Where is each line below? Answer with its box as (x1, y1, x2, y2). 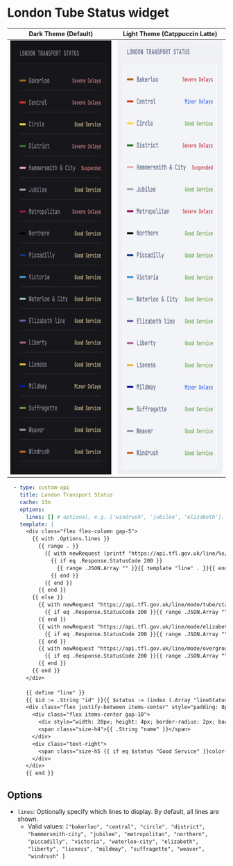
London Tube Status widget (7, 5, 169, 21)
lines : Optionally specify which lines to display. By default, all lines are (17, 808, 220, 815)
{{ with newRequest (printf (44, 550, 126, 557)
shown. (17, 815, 39, 823)
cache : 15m (19, 499, 51, 506)
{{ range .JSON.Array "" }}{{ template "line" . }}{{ (56, 565, 216, 572)
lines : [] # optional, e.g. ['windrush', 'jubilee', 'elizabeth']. (25, 513, 225, 520)
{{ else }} (32, 594, 64, 601)
